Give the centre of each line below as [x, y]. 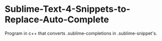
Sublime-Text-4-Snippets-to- [68, 9]
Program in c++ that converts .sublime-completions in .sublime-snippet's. [81, 33]
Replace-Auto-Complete [57, 20]
